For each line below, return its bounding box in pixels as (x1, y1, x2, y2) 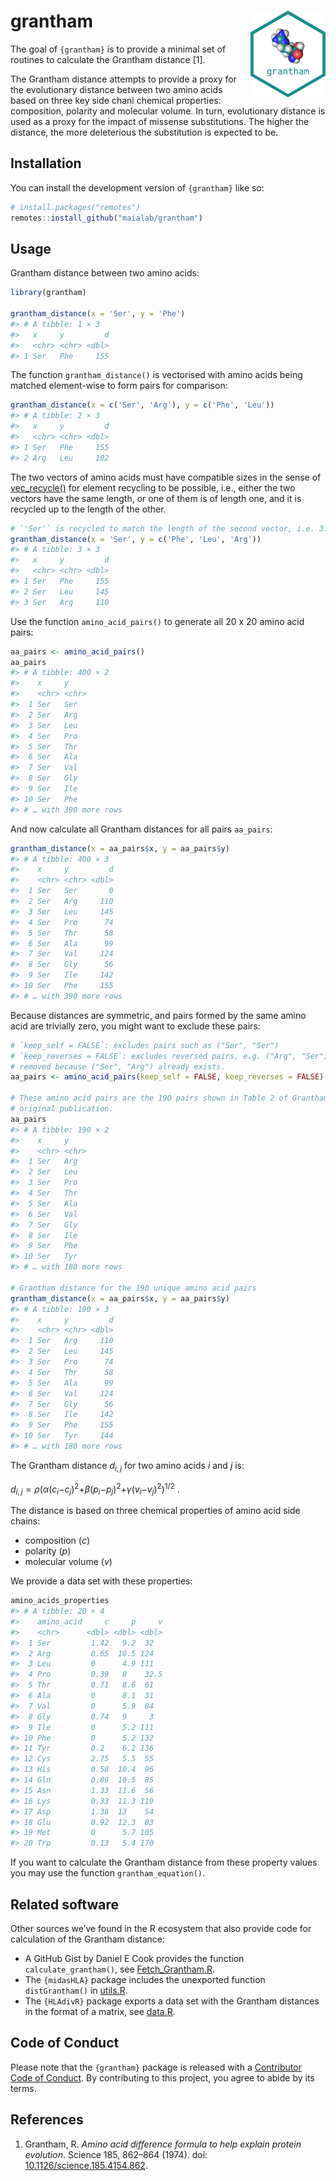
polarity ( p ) (24, 1545, 72, 1557)
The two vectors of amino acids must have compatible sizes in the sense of (10, 471, 322, 483)
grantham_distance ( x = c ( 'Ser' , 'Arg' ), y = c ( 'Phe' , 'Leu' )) (10, 400, 275, 410)
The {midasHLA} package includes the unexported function (24, 1974, 266, 1985)
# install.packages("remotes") (10, 202, 141, 212)
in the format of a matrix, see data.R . (24, 2006, 176, 2017)
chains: (10, 1515, 41, 1527)
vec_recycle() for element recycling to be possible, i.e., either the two (10, 481, 296, 494)
